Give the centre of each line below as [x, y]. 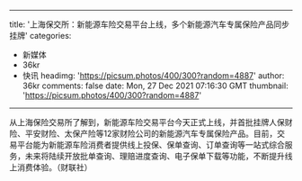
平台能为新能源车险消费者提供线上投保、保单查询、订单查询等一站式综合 [151, 145]
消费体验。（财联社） [54, 167]
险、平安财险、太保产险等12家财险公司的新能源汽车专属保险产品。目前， [143, 133]
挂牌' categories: [40, 36]
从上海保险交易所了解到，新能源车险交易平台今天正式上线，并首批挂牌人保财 [151, 122]
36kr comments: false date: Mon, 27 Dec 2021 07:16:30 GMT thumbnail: [155, 86]
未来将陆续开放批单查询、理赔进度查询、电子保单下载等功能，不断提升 [155, 156]
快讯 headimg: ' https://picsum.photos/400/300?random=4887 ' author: [153, 76]
